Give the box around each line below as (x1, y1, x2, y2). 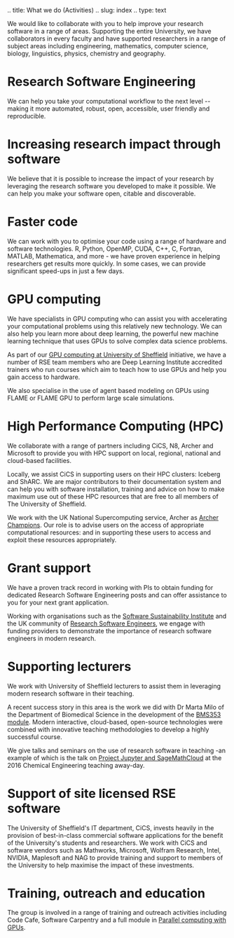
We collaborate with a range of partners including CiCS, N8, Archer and (7, 441, 214, 450)
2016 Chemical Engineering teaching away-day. (7, 761, 145, 769)
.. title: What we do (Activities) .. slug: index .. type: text (7, 6, 167, 14)
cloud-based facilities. (7, 456, 72, 464)
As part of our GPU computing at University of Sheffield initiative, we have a (7, 350, 226, 359)
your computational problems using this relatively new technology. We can (7, 322, 223, 330)
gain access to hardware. (7, 373, 81, 381)
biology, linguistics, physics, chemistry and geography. (7, 49, 166, 57)
